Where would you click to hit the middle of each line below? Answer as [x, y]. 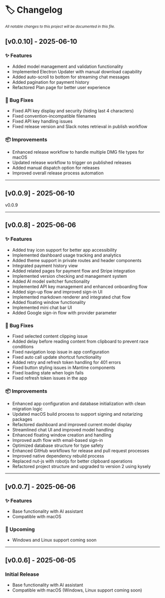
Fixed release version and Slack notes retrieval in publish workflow [80, 126]
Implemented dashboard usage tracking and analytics [67, 255]
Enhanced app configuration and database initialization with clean [79, 404]
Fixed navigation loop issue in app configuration [61, 352]
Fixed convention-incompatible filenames [54, 116]
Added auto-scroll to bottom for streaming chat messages [71, 77]
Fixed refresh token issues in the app [50, 378]
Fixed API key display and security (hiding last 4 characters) [73, 111]
